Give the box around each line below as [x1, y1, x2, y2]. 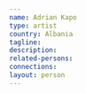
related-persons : [9, 54, 74, 63]
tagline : [9, 37, 42, 47]
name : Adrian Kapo [9, 12, 77, 22]
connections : [9, 63, 58, 72]
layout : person [9, 71, 66, 80]
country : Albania [9, 29, 74, 38]
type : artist [9, 21, 58, 30]
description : [9, 46, 58, 55]
